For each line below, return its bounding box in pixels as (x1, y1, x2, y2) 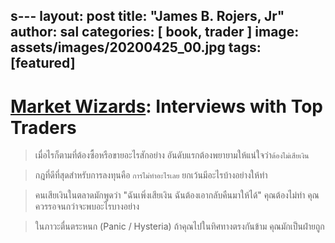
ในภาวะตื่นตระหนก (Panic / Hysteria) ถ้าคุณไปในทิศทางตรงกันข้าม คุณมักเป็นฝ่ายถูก (34, 220, 325, 233)
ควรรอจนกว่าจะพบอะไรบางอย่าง (34, 200, 140, 213)
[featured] (10, 55, 76, 72)
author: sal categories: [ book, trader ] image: (10, 24, 300, 41)
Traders (10, 116, 77, 139)
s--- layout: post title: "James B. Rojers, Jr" (10, 8, 285, 25)
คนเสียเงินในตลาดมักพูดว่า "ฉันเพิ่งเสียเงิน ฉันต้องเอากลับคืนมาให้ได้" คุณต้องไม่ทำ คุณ (34, 189, 320, 201)
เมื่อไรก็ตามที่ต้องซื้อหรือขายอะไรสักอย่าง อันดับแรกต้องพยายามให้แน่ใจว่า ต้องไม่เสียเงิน (34, 149, 310, 161)
